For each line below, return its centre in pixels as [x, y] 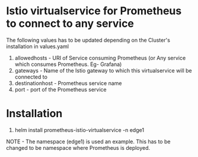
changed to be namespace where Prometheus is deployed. [78, 147]
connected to [31, 77]
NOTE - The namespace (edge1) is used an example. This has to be [88, 142]
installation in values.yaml [38, 46]
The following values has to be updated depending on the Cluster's [88, 40]
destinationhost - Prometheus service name [68, 83]
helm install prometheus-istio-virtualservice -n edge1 [79, 130]
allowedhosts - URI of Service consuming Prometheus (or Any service [100, 58]
